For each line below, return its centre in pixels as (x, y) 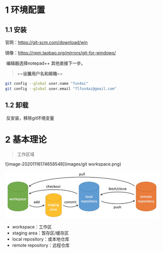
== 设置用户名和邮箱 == (40, 74)
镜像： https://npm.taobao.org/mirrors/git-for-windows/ (61, 53)
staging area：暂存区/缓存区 (41, 233)
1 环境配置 (25, 10)
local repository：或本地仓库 (41, 239)
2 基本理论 (26, 139)
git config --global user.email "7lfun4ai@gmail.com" (61, 89)
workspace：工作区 (32, 227)
